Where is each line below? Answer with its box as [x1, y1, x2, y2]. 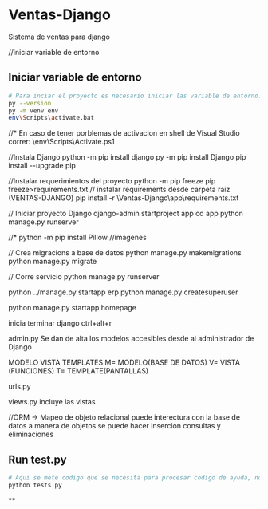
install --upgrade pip [8, 161, 76, 171]
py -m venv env [8, 106, 59, 115]
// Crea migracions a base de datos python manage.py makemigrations [8, 248, 242, 258]
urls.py [8, 381, 31, 392]
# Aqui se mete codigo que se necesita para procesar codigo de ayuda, [8, 474, 251, 482]
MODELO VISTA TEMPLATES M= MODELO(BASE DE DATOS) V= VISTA [8, 357, 241, 368]
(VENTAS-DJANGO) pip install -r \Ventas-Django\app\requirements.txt [8, 193, 239, 203]
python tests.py [8, 481, 62, 489]
